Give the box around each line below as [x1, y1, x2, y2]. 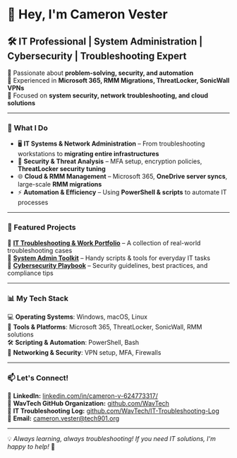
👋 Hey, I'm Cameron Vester [7, 6, 168, 23]
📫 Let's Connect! [7, 372, 69, 382]
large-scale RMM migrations [17, 180, 102, 189]
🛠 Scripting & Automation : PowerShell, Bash [7, 338, 140, 346]
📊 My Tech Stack [7, 293, 68, 303]
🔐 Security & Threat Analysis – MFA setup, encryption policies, [17, 157, 202, 165]
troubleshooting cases [7, 246, 73, 254]
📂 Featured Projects [7, 223, 76, 233]
